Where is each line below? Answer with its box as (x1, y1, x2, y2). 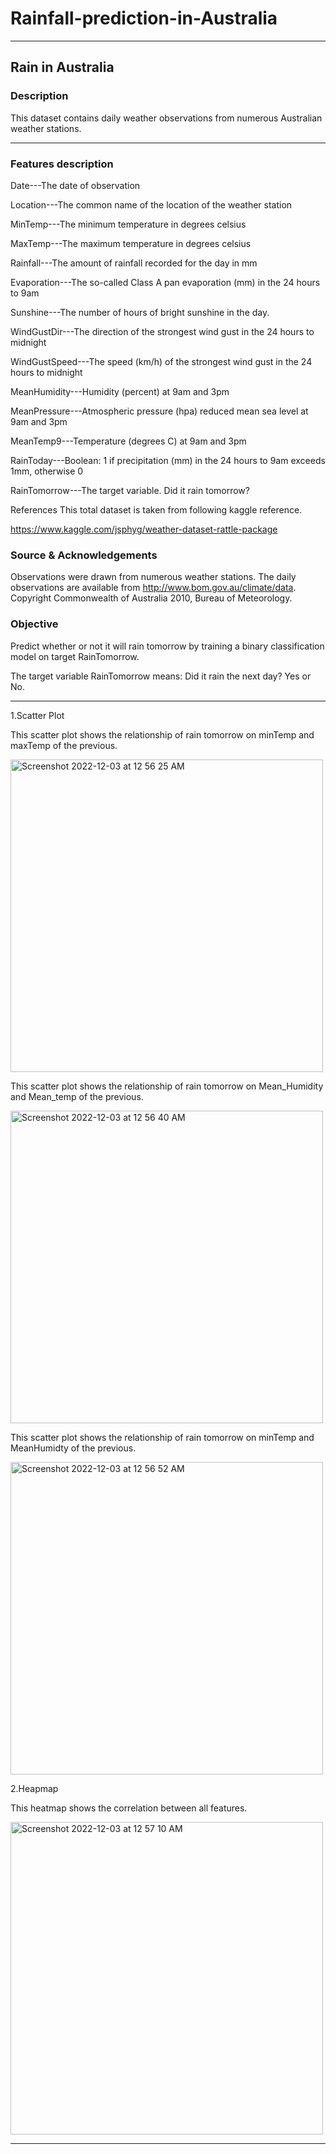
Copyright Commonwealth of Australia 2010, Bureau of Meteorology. (10, 592, 293, 604)
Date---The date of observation (10, 179, 141, 191)
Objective (10, 617, 59, 631)
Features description (10, 157, 114, 171)
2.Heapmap (10, 1782, 59, 1794)
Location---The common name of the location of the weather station (10, 198, 293, 211)
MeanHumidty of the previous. (10, 1442, 137, 1454)
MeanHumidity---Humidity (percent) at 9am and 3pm (10, 385, 230, 397)
